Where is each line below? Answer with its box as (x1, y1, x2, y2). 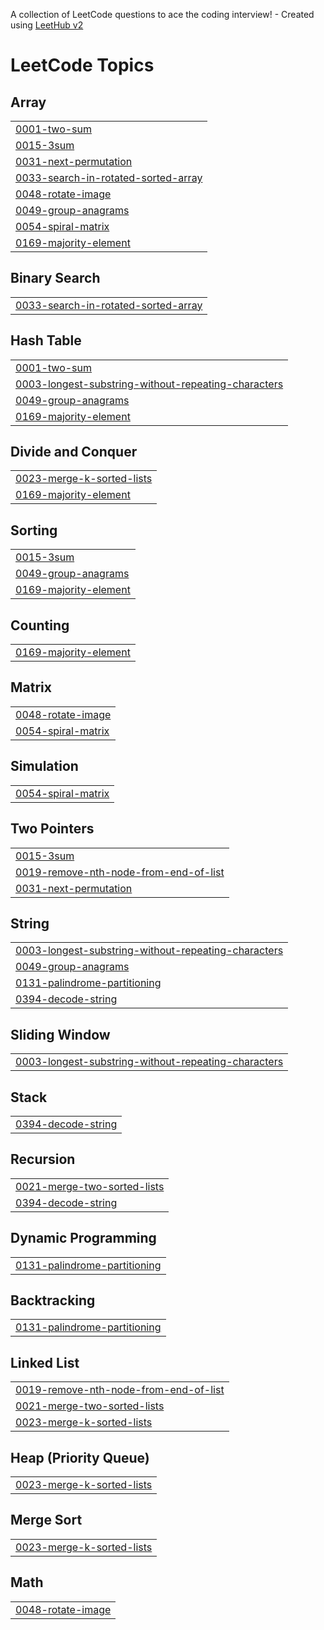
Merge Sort (10, 1512, 83, 1529)
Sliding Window (10, 1026, 111, 1043)
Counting (10, 617, 70, 634)
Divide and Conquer (10, 444, 138, 461)
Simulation (10, 758, 79, 775)
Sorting (10, 522, 58, 539)
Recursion (10, 1151, 76, 1168)
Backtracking (10, 1292, 96, 1309)
